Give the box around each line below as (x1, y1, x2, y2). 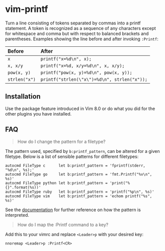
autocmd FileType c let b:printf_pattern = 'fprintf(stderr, (5, 163, 146, 168)
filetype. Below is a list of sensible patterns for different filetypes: (5, 153, 139, 159)
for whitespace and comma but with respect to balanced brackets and (5, 30, 149, 36)
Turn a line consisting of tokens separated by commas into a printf (5, 20, 141, 26)
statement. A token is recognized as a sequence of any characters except (5, 25, 156, 31)
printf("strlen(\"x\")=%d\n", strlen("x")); (40, 76, 148, 82)
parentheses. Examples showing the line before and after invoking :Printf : (5, 36, 159, 42)
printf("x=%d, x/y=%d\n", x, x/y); (40, 63, 125, 68)
